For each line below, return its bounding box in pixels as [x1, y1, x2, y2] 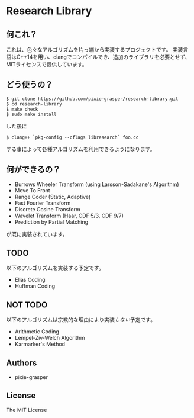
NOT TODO [6, 300, 48, 310]
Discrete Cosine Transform [14, 205, 81, 213]
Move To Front [14, 187, 50, 194]
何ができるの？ [6, 165, 61, 175]
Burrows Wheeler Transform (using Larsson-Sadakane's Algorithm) [14, 181, 179, 188]
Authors [6, 358, 37, 368]
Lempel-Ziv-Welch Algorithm [14, 335, 85, 342]
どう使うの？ [6, 80, 53, 90]
